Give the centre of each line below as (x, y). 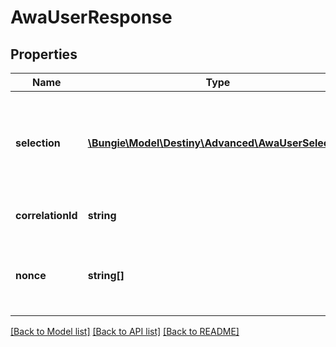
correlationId (46, 215)
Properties (44, 54)
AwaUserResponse (91, 17)
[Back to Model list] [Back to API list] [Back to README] (125, 331)
